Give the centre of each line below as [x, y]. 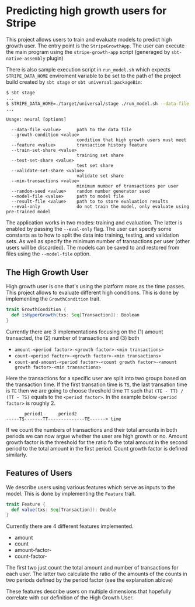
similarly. [17, 455]
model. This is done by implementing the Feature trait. [71, 493]
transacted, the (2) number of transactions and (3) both [73, 337]
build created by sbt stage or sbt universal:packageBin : [74, 82]
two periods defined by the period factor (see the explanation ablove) [90, 580]
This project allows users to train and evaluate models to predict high [89, 39]
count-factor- [31, 556]
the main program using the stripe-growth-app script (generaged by [88, 52]
